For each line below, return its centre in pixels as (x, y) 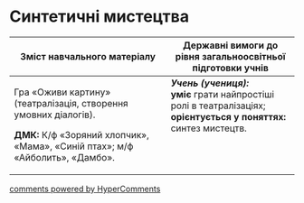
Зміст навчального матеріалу (88, 56)
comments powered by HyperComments (85, 189)
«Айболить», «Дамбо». (65, 157)
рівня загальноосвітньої (230, 56)
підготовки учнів (230, 68)
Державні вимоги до (230, 45)
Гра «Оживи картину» (62, 92)
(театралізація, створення (71, 103)
